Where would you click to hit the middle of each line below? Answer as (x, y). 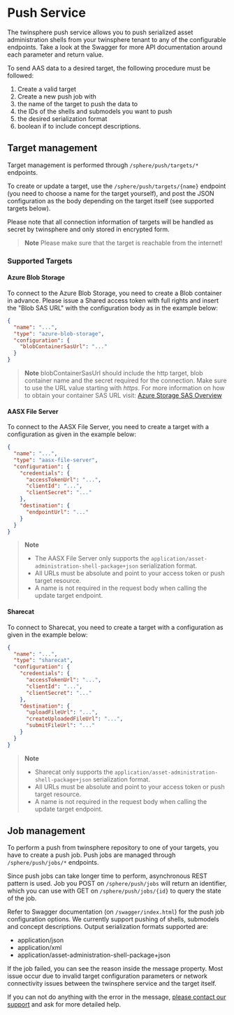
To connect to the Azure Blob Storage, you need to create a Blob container (115, 293)
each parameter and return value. (56, 55)
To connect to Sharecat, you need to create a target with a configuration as (115, 627)
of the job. (22, 898)
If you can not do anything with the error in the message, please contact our (117, 997)
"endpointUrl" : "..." (57, 512)
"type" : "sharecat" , (43, 661)
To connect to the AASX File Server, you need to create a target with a (108, 427)
